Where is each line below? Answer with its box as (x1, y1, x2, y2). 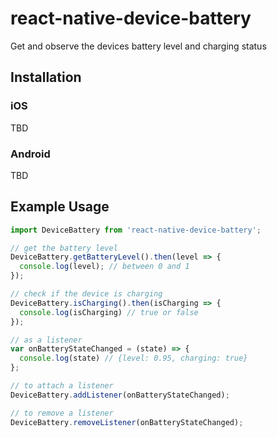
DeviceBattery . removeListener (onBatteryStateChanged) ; (10, 417, 244, 427)
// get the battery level (10, 243, 118, 253)
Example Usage (10, 198, 110, 216)
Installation (10, 69, 82, 86)
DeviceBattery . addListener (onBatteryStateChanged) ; (10, 390, 230, 400)
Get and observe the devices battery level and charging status (10, 40, 267, 52)
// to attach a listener (10, 381, 114, 391)
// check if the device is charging (10, 289, 163, 299)
